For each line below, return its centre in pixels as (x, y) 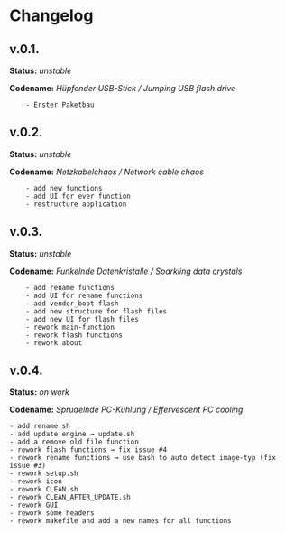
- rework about (54, 343)
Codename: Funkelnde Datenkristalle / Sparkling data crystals (126, 271)
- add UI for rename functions (84, 295)
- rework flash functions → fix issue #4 (88, 450)
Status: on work (40, 392)
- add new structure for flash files (97, 311)
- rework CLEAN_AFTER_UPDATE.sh (70, 498)
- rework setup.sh (44, 474)
